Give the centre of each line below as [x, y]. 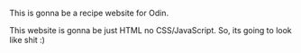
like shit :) [27, 40]
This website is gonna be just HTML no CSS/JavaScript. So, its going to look [151, 30]
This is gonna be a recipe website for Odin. [89, 13]
